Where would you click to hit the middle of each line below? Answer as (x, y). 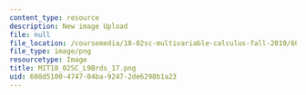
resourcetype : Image (49, 60)
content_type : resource (55, 18)
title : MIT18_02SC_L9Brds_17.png (73, 69)
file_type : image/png (51, 52)
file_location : (38, 43)
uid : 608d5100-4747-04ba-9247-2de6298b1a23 (93, 77)
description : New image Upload (69, 26)
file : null (30, 34)
